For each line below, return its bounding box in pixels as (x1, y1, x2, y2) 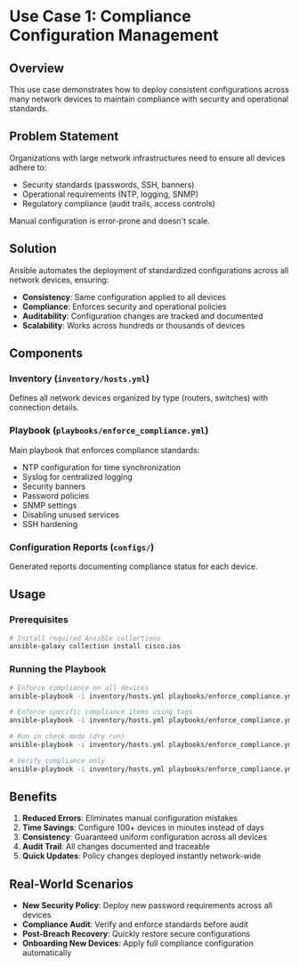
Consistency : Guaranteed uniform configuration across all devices (21, 832, 268, 842)
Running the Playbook (9, 663, 107, 676)
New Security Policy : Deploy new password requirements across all (21, 900, 273, 911)
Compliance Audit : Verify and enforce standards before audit (21, 919, 249, 930)
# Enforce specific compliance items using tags (9, 708, 193, 717)
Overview (9, 61, 65, 76)
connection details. (9, 402, 80, 413)
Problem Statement (9, 129, 119, 144)
